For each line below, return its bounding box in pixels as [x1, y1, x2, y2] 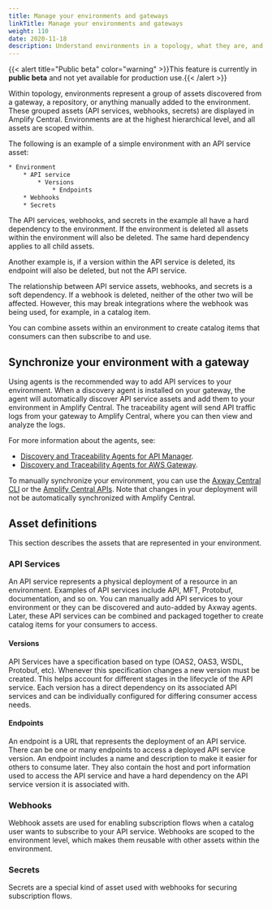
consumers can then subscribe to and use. [8, 332, 152, 342]
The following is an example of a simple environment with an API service [8, 139, 251, 149]
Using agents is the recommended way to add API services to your [8, 377, 232, 386]
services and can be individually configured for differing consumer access [8, 691, 257, 700]
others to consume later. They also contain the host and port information [8, 762, 251, 772]
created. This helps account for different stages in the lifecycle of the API [8, 674, 253, 683]
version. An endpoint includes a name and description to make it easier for [8, 753, 257, 763]
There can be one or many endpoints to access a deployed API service [8, 744, 246, 755]
